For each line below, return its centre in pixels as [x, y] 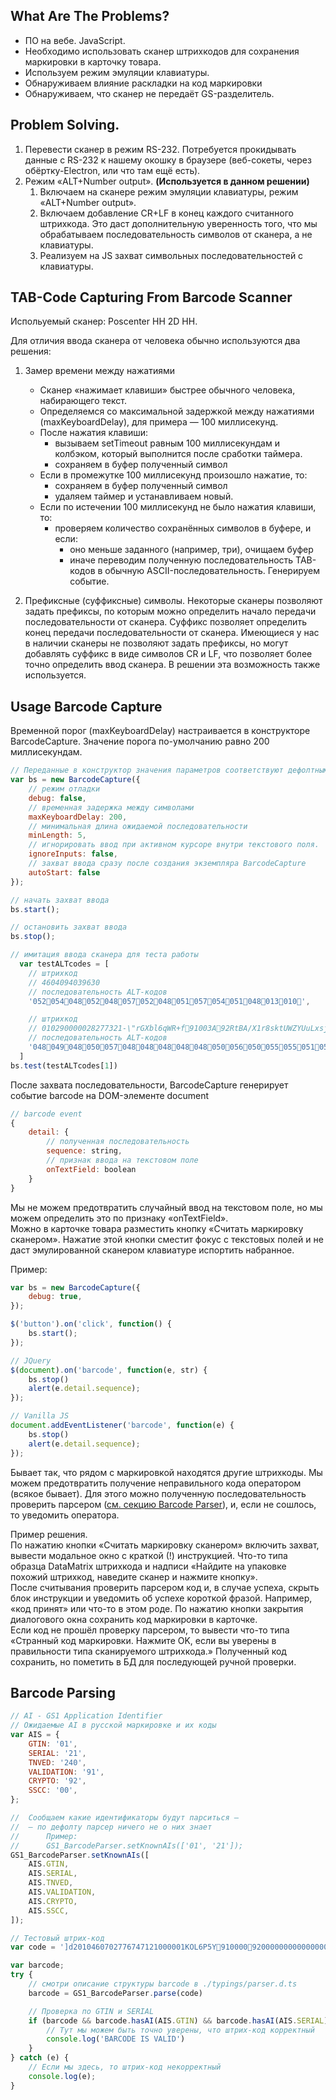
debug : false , [57, 798]
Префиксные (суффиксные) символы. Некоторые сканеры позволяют [173, 601]
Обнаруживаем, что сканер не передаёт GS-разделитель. [149, 93]
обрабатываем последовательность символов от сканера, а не [176, 234]
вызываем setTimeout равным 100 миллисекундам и [167, 443]
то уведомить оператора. [65, 1515]
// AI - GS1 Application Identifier [86, 1716]
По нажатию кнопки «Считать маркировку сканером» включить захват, [165, 1545]
